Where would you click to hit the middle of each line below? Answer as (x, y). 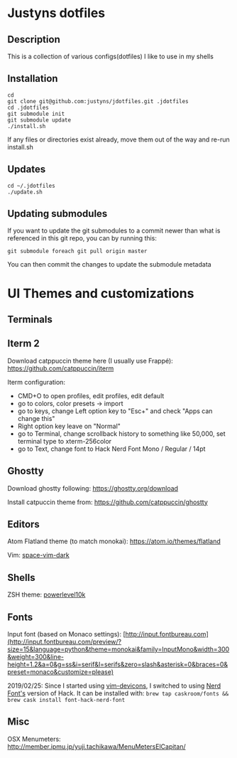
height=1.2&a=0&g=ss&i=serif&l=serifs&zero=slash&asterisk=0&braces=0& (118, 664)
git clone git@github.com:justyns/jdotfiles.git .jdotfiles (98, 101)
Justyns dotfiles (56, 13)
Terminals (30, 320)
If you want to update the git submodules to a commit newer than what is (114, 231)
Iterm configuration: (37, 382)
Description (34, 39)
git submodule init (36, 114)
